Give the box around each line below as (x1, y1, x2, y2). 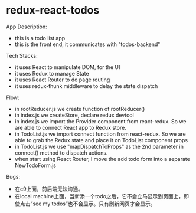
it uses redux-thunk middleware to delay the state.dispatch (14, 82, 158, 89)
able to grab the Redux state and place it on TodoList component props (14, 136, 188, 143)
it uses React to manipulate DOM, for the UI (14, 63, 120, 71)
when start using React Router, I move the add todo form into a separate (14, 155, 190, 162)
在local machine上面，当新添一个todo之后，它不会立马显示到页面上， (14, 192, 184, 199)
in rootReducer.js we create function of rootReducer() (14, 105, 145, 112)
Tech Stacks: (6, 52, 38, 59)
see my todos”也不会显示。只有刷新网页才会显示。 (32, 200, 156, 207)
